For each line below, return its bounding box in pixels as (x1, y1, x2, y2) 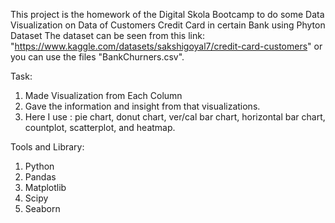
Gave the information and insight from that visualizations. (24, 100, 261, 112)
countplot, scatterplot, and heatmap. (24, 122, 176, 133)
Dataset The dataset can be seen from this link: (10, 30, 205, 41)
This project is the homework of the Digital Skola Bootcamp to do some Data (10, 9, 325, 20)
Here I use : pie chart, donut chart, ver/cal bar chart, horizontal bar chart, (24, 111, 326, 123)
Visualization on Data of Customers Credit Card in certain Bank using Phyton (10, 19, 326, 31)
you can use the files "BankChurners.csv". (10, 51, 185, 63)
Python (24, 160, 55, 172)
